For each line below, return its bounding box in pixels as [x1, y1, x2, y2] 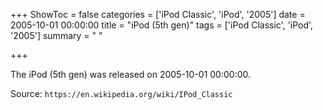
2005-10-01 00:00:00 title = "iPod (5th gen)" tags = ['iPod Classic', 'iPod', [10, 19, 314, 31]
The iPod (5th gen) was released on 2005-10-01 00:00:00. [10, 69, 252, 80]
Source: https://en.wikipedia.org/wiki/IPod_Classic [10, 88, 233, 99]
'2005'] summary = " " [10, 30, 103, 41]
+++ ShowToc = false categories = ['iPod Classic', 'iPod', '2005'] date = [10, 9, 306, 20]
